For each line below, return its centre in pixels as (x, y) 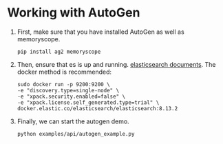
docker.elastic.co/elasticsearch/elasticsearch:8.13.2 (97, 108)
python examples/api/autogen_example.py (76, 134)
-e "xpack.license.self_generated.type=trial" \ (88, 102)
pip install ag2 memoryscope (59, 52)
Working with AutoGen (74, 13)
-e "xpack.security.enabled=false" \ (71, 96)
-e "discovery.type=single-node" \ (68, 90)
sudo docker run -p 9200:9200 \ (63, 84)
